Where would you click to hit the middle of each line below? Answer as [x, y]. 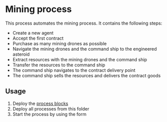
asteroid [21, 54]
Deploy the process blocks [40, 103]
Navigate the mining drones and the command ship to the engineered [85, 49]
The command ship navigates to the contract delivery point [74, 70]
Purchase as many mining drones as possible [60, 43]
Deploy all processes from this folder [51, 108]
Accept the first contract [38, 38]
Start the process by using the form [49, 114]
